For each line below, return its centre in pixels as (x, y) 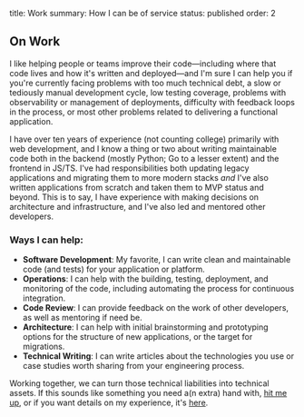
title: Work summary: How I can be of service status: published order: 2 (143, 13)
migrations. (44, 347)
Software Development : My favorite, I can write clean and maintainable (157, 260)
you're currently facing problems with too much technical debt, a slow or (145, 83)
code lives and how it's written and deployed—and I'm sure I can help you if (151, 73)
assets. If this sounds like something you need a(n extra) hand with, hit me (148, 393)
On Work (35, 41)
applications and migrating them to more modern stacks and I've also (139, 177)
